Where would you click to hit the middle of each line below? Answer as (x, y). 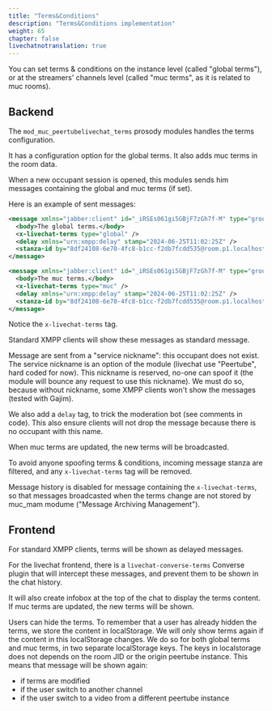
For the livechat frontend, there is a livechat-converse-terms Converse (127, 565)
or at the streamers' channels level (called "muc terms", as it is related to (130, 78)
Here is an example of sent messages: (72, 204)
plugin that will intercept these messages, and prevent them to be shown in (134, 574)
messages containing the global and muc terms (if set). (100, 188)
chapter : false (34, 38)
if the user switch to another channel (81, 690)
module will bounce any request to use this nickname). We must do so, (126, 381)
